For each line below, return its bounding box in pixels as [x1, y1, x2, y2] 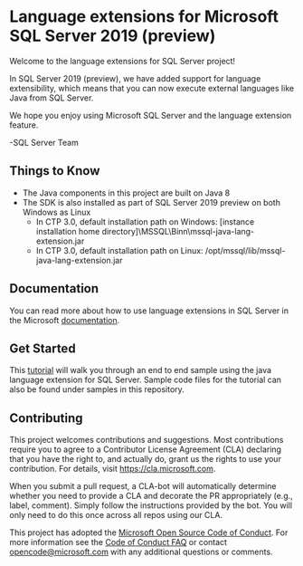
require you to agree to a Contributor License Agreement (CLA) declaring [9, 444, 282, 455]
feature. [9, 120, 39, 130]
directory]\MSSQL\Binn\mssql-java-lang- [101, 225, 255, 236]
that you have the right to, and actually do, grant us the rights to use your [9, 454, 282, 465]
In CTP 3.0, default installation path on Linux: [35, 245, 204, 255]
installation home [35, 225, 100, 236]
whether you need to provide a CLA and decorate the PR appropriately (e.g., [9, 491, 294, 502]
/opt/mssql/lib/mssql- [204, 245, 286, 255]
